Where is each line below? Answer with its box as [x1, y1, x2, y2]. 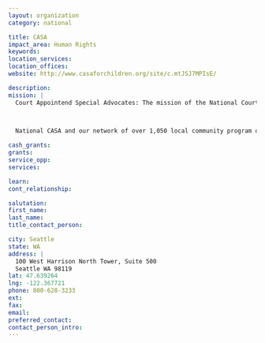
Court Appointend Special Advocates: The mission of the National [15, 99, 238, 106]
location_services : [8, 55, 73, 63]
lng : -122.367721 [8, 279, 65, 288]
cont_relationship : [8, 185, 73, 193]
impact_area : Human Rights [8, 40, 97, 48]
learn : [8, 177, 30, 185]
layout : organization [8, 11, 80, 20]
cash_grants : [8, 141, 51, 150]
